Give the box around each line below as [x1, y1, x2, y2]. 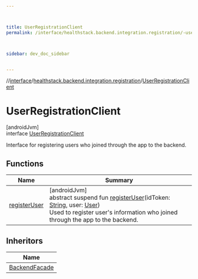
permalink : [6, 30, 33, 35]
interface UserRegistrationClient [6, 130, 84, 137]
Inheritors [6, 236, 43, 246]
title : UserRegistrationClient [6, 24, 83, 30]
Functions [6, 158, 44, 168]
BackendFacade [9, 263, 54, 271]
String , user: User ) [49, 201, 100, 209]
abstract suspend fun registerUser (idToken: [49, 193, 171, 202]
